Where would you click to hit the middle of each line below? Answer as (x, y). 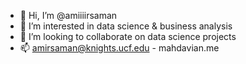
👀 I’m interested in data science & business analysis (126, 26)
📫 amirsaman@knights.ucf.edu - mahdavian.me (119, 48)
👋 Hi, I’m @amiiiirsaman (68, 15)
